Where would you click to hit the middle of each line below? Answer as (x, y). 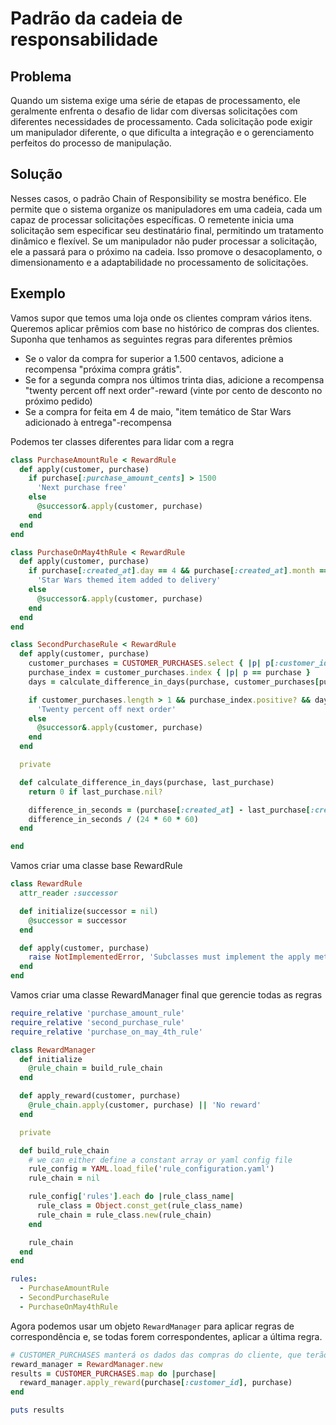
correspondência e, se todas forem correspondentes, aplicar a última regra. (166, 1336)
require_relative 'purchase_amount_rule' (98, 1013)
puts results (37, 1410)
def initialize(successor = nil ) (89, 911)
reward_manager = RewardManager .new (86, 1364)
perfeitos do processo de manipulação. (91, 143)
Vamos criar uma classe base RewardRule (96, 866)
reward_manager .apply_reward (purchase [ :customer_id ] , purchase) (156, 1383)
